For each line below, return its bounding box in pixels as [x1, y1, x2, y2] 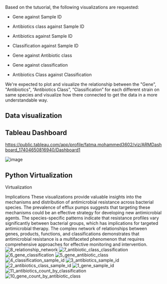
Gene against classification [12, 62, 68, 68]
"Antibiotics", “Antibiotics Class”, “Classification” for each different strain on [5, 87, 160, 93]
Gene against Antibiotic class [12, 52, 72, 58]
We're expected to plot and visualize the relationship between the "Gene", [5, 82, 157, 87]
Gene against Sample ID [12, 14, 62, 19]
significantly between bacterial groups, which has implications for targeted [5, 220, 158, 226]
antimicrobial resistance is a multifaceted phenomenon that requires [5, 236, 145, 242]
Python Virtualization [5, 171, 73, 180]
